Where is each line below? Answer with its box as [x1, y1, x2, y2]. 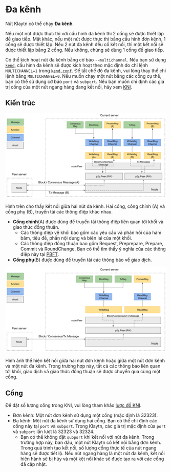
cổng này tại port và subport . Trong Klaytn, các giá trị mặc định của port [12, 423, 166, 430]
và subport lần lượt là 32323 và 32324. [12, 428, 95, 435]
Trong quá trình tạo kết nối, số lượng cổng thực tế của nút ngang [20, 445, 157, 451]
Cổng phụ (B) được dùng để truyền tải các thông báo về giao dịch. [12, 256, 152, 263]
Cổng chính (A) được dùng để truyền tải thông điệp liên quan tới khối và [12, 219, 164, 225]
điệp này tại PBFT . [20, 251, 59, 257]
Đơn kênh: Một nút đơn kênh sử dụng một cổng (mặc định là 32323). [12, 412, 158, 418]
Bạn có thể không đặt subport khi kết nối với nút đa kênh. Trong [20, 434, 155, 440]
